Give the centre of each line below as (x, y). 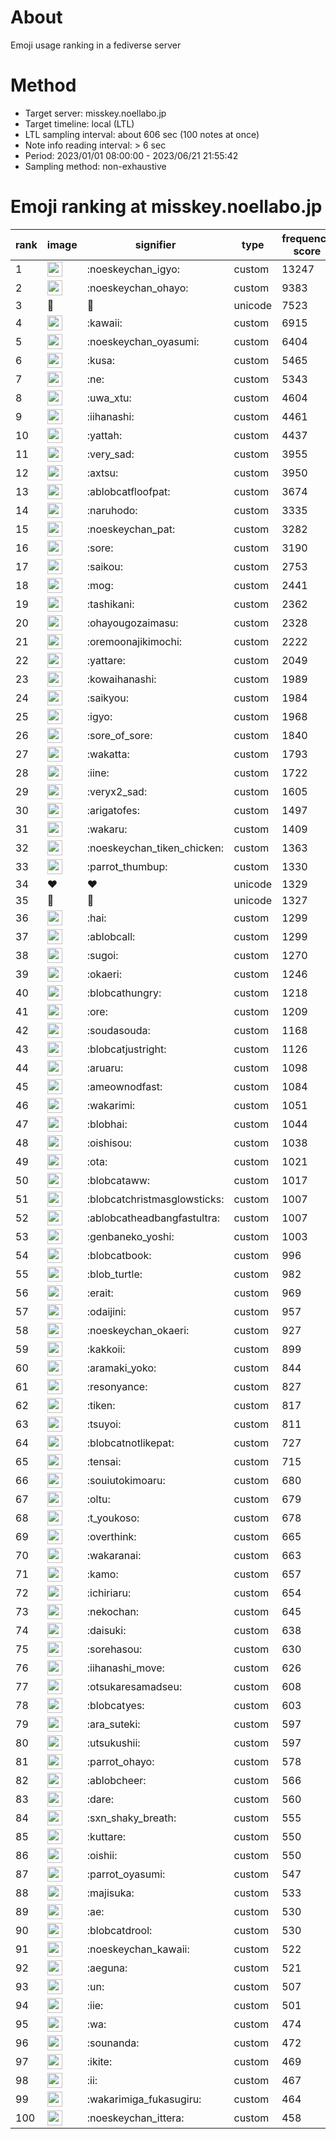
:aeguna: (107, 1968)
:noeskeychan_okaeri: (138, 1330)
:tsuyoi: (104, 1424)
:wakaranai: (114, 1555)
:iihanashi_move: (125, 1668)
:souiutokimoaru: (126, 1480)
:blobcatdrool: (119, 1930)
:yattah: (104, 435)
